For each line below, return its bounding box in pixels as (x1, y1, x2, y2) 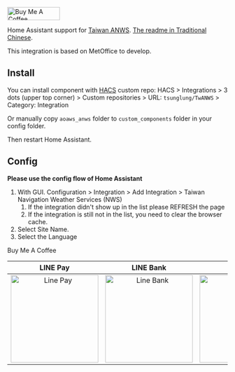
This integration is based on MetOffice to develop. (7, 47, 152, 55)
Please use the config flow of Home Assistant (7, 174, 143, 182)
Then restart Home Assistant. (7, 135, 92, 144)
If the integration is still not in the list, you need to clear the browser (27, 210, 222, 219)
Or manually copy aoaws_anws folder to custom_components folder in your (7, 114, 212, 123)
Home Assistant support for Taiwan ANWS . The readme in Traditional (7, 26, 207, 34)
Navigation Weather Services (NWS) (17, 195, 122, 203)
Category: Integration (7, 100, 69, 109)
